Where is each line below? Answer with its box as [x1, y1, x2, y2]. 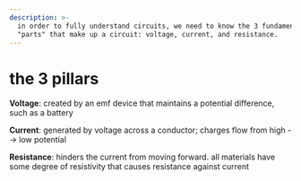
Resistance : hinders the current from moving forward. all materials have [9, 151, 276, 162]
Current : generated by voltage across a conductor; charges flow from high [9, 125, 287, 135]
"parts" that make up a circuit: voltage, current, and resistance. [17, 30, 279, 39]
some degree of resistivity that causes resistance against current [9, 161, 249, 172]
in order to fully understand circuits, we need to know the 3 [17, 22, 258, 30]
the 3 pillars [9, 68, 99, 89]
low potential [19, 134, 67, 145]
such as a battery [9, 108, 73, 118]
